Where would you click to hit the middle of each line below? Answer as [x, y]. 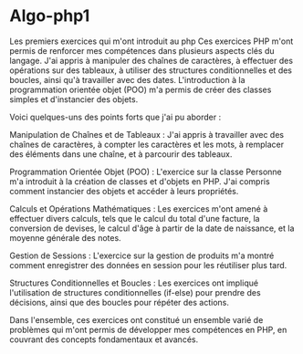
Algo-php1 [50, 16]
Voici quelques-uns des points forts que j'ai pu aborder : [115, 117]
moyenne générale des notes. [65, 237]
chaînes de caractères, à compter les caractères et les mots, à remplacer [147, 144]
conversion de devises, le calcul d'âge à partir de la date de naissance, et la [152, 228]
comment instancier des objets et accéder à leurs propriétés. [124, 191]
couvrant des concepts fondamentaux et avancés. [104, 339]
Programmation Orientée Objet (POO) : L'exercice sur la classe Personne [146, 172]
